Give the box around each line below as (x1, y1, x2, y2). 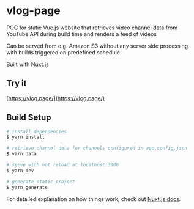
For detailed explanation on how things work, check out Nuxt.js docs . (6, 195, 181, 202)
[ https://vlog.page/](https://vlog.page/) (6, 94, 105, 101)
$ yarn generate (6, 184, 48, 190)
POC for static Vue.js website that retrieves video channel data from (6, 24, 178, 31)
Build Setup (6, 112, 51, 123)
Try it (6, 78, 27, 89)
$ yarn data (6, 151, 37, 157)
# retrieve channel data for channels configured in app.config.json (6, 145, 188, 152)
